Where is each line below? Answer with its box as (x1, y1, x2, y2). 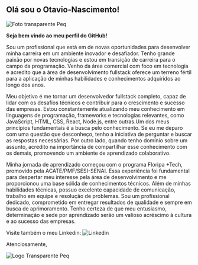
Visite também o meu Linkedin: (6, 229, 82, 236)
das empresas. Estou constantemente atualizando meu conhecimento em (6, 105, 185, 112)
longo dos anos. (6, 81, 46, 88)
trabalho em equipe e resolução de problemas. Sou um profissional (6, 192, 170, 199)
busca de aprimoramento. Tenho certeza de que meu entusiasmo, (6, 205, 167, 212)
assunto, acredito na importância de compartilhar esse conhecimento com (6, 143, 187, 150)
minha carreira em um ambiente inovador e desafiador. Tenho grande (6, 50, 176, 57)
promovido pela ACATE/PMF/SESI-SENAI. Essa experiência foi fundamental (6, 167, 190, 174)
